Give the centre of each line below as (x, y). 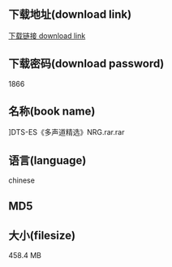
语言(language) (47, 160)
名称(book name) (52, 112)
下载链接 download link (47, 36)
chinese (21, 180)
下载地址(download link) (70, 15)
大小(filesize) (42, 236)
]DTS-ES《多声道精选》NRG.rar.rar (67, 132)
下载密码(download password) (86, 64)
